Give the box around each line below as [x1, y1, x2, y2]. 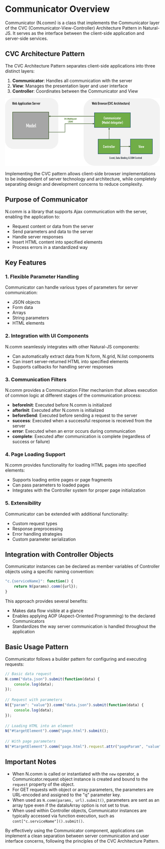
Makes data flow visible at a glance [12, 608, 83, 614]
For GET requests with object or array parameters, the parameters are [12, 786, 154, 792]
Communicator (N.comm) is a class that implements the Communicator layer [5, 20, 160, 26]
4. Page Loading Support [5, 451, 65, 458]
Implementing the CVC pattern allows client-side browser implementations [5, 170, 156, 176]
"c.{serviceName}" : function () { [5, 579, 74, 584]
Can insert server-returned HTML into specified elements [12, 358, 129, 364]
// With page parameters [5, 739, 56, 744]
